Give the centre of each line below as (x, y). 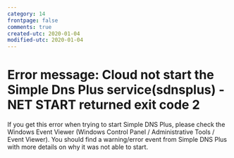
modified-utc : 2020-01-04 (45, 40)
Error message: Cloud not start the (111, 75)
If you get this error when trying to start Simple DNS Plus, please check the (116, 125)
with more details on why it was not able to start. (78, 147)
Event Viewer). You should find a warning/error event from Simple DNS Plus (117, 140)
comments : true (30, 27)
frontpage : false (33, 20)
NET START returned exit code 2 (104, 105)
